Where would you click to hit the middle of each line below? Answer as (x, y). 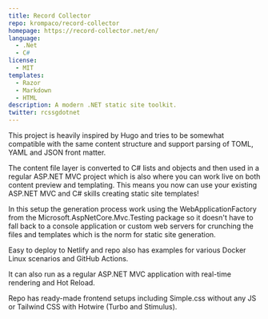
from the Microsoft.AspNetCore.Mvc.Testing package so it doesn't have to (131, 218)
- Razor (28, 83)
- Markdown (34, 90)
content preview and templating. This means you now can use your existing (133, 185)
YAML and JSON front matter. (57, 152)
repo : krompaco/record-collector (64, 23)
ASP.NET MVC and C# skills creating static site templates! (104, 194)
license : (23, 61)
